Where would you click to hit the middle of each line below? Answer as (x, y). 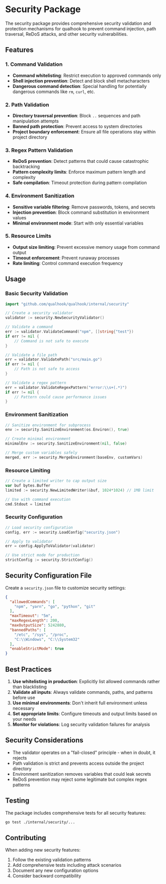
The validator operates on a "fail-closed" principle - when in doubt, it (84, 753)
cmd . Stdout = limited (28, 504)
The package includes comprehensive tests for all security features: (76, 813)
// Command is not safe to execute (52, 341)
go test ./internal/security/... (40, 822)
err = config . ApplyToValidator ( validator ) (50, 546)
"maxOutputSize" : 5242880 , (38, 626)
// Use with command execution (38, 499)
